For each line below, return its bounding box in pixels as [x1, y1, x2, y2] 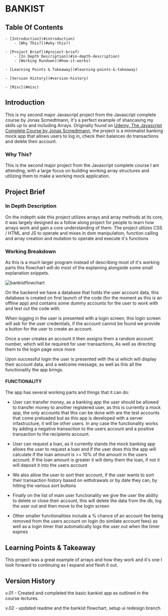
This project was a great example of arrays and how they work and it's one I [5, 557, 162, 563]
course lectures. [5, 595, 39, 601]
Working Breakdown [5, 248, 56, 255]
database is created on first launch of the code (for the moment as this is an [5, 295, 162, 301]
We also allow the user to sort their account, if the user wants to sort [12, 472, 154, 478]
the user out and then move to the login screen [12, 503, 109, 509]
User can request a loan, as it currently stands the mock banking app [12, 441, 155, 447]
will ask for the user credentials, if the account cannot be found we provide [5, 321, 160, 327]
